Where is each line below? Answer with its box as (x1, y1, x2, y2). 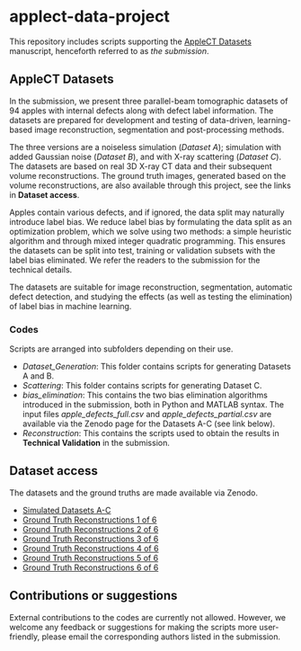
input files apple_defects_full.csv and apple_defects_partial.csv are (22, 409, 272, 420)
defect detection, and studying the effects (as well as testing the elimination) (9, 290, 293, 302)
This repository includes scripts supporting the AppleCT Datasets (9, 36, 252, 47)
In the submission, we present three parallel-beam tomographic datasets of (9, 95, 288, 106)
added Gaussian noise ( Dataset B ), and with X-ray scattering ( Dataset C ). (9, 151, 281, 162)
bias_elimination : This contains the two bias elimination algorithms (22, 389, 268, 401)
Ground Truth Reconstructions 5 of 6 (22, 552, 159, 563)
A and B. (22, 370, 55, 381)
